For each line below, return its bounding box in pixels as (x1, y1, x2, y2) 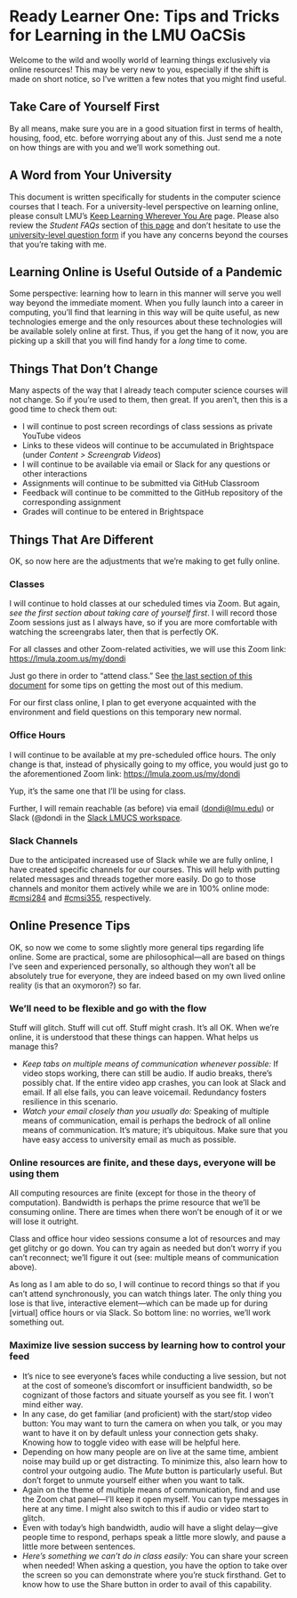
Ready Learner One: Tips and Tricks (9, 6, 280, 27)
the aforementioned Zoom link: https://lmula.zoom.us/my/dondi (9, 768, 241, 779)
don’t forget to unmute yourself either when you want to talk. (21, 1474, 245, 1485)
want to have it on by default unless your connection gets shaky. (21, 1427, 259, 1438)
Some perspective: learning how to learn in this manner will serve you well (9, 288, 282, 299)
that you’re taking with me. (9, 239, 107, 249)
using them (9, 1167, 60, 1179)
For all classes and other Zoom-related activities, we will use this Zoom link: (9, 644, 286, 655)
